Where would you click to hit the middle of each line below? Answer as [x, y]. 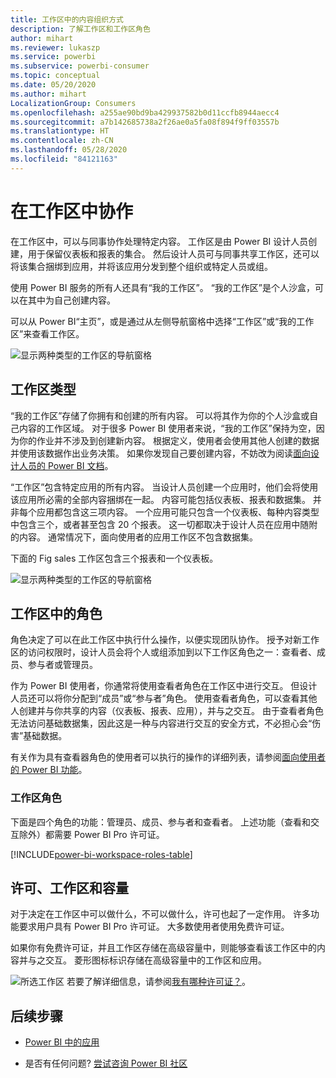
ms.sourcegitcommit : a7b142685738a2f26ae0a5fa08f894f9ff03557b [145, 122]
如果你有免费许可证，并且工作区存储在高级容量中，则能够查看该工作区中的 [163, 948]
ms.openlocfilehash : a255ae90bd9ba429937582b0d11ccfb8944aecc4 [145, 112]
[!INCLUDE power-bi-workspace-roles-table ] [101, 854]
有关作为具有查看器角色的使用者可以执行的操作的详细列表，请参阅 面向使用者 [168, 757]
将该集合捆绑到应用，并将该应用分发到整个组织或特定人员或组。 [141, 266]
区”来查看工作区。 [47, 333]
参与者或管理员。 [62, 665]
